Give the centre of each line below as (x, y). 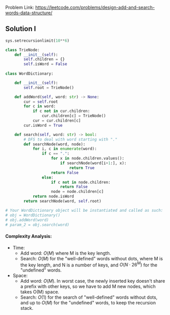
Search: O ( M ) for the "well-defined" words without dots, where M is (92, 258)
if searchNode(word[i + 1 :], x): (93, 163)
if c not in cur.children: (61, 111)
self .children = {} (44, 59)
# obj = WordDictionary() (33, 215)
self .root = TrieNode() (49, 87)
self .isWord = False (45, 64)
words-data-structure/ (29, 13)
